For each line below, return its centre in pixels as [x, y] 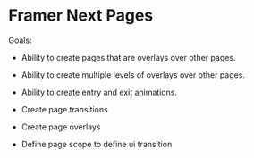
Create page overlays [61, 127]
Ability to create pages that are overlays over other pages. [128, 57]
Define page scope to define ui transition [97, 144]
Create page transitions [64, 109]
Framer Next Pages [81, 16]
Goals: [20, 40]
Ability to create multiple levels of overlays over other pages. [133, 75]
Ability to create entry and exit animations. [99, 92]
